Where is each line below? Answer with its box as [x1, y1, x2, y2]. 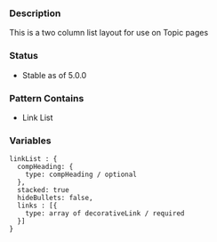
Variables [9, 134, 52, 147]
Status [9, 50, 38, 62]
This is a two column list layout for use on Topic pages [9, 28, 209, 38]
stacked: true [17, 186, 69, 195]
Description [9, 7, 61, 20]
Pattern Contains [9, 92, 84, 104]
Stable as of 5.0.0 [21, 69, 87, 80]
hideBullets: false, [17, 194, 93, 203]
